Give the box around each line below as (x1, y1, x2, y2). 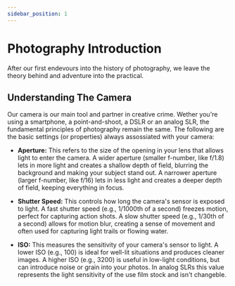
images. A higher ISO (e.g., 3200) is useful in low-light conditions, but (17, 256, 220, 264)
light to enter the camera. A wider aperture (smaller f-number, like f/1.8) (17, 154, 225, 162)
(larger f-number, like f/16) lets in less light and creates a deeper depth (17, 176, 222, 185)
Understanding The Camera (7, 91, 132, 103)
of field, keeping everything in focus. (17, 183, 125, 192)
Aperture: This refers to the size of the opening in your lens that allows (17, 146, 224, 155)
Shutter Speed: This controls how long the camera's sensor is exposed (17, 197, 225, 206)
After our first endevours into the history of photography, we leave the (7, 64, 210, 72)
